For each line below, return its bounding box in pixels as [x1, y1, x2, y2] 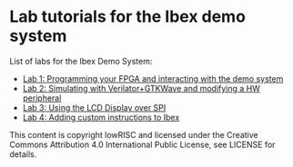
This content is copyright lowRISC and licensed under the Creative [9, 129, 258, 140]
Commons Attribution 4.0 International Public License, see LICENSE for [9, 139, 276, 150]
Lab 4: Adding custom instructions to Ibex [22, 112, 180, 123]
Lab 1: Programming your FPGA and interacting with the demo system [22, 73, 284, 83]
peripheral [22, 93, 62, 103]
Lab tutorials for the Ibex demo [9, 6, 246, 27]
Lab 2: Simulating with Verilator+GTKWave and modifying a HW [22, 83, 261, 93]
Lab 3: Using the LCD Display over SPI [22, 102, 167, 113]
